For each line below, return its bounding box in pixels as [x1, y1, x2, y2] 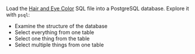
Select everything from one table [14, 29, 95, 36]
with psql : [6, 11, 31, 18]
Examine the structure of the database [14, 23, 107, 29]
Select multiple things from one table [14, 41, 104, 48]
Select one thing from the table [14, 35, 90, 42]
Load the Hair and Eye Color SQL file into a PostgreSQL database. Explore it [6, 5, 189, 12]
